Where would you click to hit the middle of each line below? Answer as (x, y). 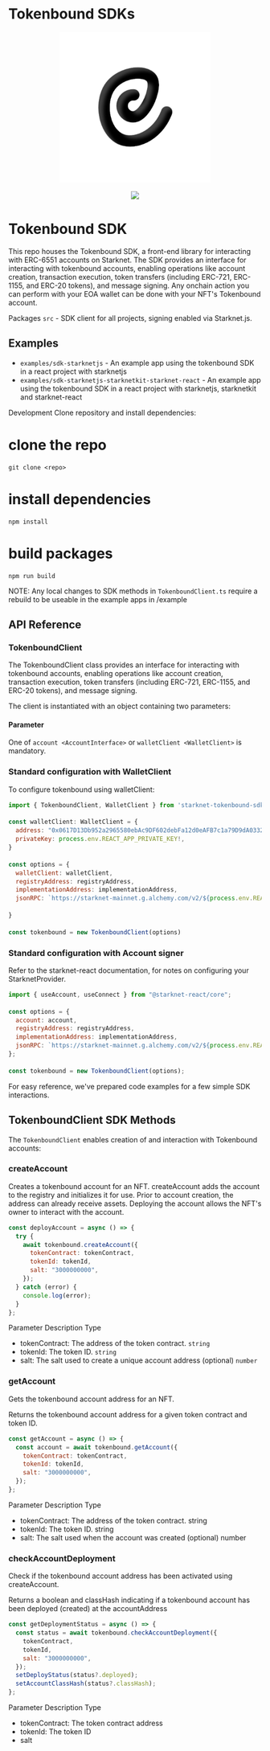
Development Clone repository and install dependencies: (102, 412)
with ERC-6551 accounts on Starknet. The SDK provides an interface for (127, 260)
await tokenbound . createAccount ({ (80, 1245)
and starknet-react (51, 397)
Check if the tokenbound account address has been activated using (121, 1576)
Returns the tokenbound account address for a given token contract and (128, 1414)
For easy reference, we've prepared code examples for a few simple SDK (129, 1086)
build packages (61, 554)
